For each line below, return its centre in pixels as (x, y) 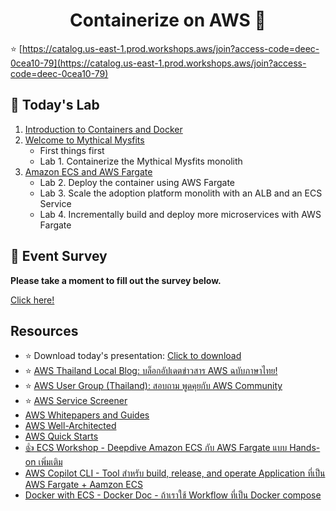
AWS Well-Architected (70, 426)
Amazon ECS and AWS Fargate (88, 171)
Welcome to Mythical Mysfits (84, 140)
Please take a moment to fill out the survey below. (116, 280)
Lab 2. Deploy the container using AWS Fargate (137, 182)
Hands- (305, 448)
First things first (72, 150)
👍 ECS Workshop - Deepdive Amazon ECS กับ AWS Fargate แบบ (156, 448)
